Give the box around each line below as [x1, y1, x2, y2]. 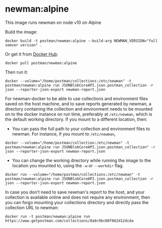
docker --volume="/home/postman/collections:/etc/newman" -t [5, 78, 132, 83]
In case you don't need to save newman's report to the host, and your [5, 189, 145, 195]
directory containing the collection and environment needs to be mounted [5, 106, 153, 112]
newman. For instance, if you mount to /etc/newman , [12, 131, 116, 137]
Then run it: [5, 69, 28, 75]
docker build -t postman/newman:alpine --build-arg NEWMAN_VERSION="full [5, 38, 158, 43]
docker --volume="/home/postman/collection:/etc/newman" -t [5, 140, 130, 145]
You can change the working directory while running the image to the [12, 157, 151, 163]
